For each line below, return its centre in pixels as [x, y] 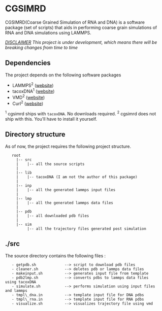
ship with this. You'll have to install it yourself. [51, 119]
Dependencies [28, 63]
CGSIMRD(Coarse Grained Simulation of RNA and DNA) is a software [75, 22]
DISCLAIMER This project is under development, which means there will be [81, 42]
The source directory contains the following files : [55, 256]
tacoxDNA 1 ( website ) [33, 91]
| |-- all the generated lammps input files [66, 190]
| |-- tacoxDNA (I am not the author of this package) [77, 177]
